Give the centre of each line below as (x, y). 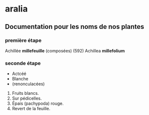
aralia (16, 9)
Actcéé (19, 74)
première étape (23, 40)
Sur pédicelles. (27, 98)
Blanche (20, 79)
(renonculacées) (28, 84)
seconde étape (23, 63)
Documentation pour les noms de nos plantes (75, 27)
